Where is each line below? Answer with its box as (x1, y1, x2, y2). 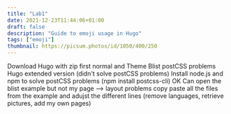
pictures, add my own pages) (7, 99, 91, 107)
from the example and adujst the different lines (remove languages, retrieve (7, 92, 225, 100)
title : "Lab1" (7, 10, 49, 17)
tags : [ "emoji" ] (7, 36, 54, 43)
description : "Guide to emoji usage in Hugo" (7, 29, 142, 37)
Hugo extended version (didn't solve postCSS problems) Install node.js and (7, 69, 223, 78)
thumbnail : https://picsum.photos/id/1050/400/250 (7, 43, 158, 50)
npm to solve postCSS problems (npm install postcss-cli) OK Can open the (7, 77, 222, 85)
